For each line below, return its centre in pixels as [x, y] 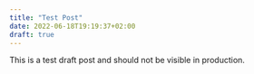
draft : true [32, 34]
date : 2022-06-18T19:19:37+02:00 [73, 26]
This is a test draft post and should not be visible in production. [127, 60]
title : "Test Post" [46, 18]
